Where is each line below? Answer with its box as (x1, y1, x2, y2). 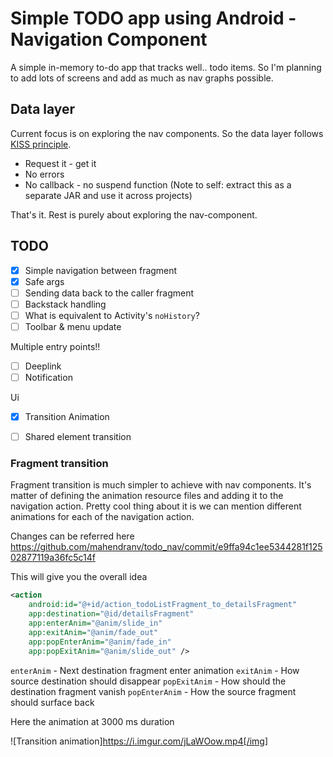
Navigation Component (10, 28, 208, 51)
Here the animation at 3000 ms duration (10, 715, 175, 727)
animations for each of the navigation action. (10, 511, 195, 523)
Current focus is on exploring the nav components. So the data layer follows (10, 127, 324, 139)
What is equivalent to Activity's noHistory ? (24, 309, 200, 321)
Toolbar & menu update (24, 320, 122, 332)
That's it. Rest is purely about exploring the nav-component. (10, 208, 258, 221)
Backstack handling (24, 298, 107, 310)
